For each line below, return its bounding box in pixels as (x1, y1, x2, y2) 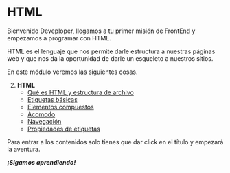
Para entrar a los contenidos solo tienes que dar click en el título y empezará (7, 137, 224, 146)
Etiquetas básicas (27, 95, 78, 103)
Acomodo (27, 110, 56, 118)
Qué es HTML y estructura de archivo (27, 88, 134, 96)
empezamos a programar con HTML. (7, 34, 112, 42)
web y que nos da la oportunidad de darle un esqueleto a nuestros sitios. (7, 54, 214, 62)
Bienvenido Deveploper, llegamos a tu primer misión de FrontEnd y (7, 27, 196, 35)
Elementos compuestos (27, 103, 94, 111)
